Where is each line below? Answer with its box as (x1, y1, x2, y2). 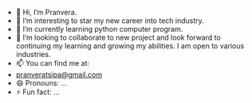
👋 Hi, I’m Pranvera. (15, 8, 77, 17)
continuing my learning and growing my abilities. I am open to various (15, 41, 245, 51)
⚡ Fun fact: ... (15, 87, 60, 97)
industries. (15, 50, 51, 59)
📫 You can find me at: (15, 59, 90, 67)
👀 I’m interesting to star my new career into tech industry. (15, 16, 205, 25)
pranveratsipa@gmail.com (15, 70, 102, 79)
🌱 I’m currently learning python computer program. (15, 25, 183, 33)
